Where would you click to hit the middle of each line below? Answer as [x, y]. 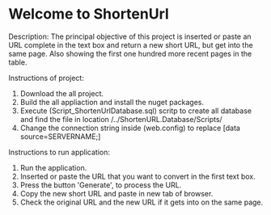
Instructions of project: [47, 78]
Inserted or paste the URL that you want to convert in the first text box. [138, 176]
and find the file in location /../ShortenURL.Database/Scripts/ [121, 119]
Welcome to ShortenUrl [89, 14]
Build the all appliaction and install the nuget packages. [112, 102]
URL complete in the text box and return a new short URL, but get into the [131, 44]
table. [18, 62]
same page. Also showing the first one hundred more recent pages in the [130, 53]
